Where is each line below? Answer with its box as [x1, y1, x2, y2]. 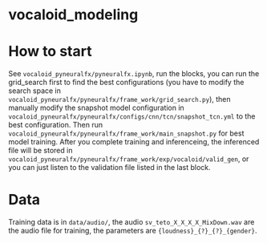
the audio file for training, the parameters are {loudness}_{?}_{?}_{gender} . [8, 226, 258, 236]
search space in [8, 86, 62, 95]
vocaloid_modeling [8, 6, 139, 24]
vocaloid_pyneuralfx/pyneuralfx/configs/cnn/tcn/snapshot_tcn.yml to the [8, 111, 256, 121]
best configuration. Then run [8, 120, 103, 130]
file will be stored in [8, 146, 73, 156]
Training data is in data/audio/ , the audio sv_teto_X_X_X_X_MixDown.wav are [8, 217, 255, 227]
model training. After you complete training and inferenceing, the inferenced [8, 137, 260, 147]
